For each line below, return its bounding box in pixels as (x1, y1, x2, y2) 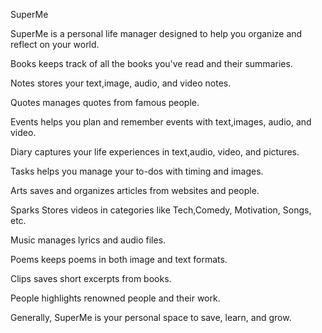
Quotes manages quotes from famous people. (10, 97, 200, 108)
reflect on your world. (10, 39, 100, 50)
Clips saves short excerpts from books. (10, 273, 172, 284)
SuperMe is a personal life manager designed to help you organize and (10, 28, 303, 39)
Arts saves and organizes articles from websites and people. (10, 185, 260, 196)
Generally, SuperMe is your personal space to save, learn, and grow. (10, 312, 292, 323)
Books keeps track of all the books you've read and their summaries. (10, 58, 293, 69)
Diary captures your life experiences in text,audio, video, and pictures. (10, 146, 300, 158)
